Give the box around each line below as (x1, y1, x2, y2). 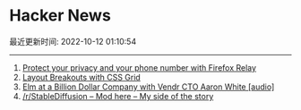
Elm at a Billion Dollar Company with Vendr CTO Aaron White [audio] (21, 81, 275, 92)
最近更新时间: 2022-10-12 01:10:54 (9, 36, 137, 47)
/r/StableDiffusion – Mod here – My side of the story (21, 90, 214, 101)
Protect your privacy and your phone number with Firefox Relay (21, 62, 257, 72)
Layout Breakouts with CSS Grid (21, 72, 141, 82)
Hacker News (9, 5, 112, 26)
